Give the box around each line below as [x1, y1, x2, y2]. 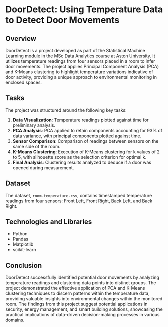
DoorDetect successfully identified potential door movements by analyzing [5, 274, 159, 281]
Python [12, 231, 28, 237]
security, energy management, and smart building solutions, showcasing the [5, 306, 163, 312]
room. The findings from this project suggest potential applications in [5, 301, 148, 307]
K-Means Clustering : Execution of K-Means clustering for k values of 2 [12, 149, 160, 155]
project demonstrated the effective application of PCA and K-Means [5, 285, 145, 291]
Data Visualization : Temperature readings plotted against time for [12, 117, 149, 123]
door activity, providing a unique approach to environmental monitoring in [5, 74, 157, 80]
